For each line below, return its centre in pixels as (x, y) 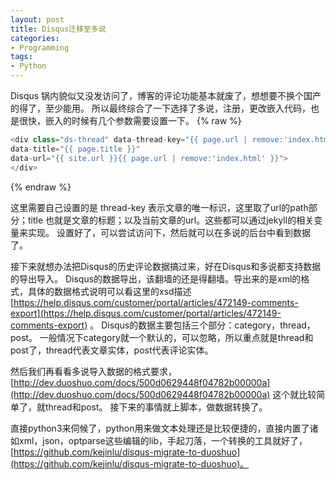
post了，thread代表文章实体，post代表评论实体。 (112, 350)
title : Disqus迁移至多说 (58, 29)
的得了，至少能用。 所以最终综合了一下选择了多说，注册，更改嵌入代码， (160, 108)
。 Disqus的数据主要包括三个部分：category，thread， (202, 325)
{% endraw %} (41, 187)
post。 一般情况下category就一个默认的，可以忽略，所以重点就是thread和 (162, 337)
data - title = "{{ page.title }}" (75, 149)
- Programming (40, 47)
